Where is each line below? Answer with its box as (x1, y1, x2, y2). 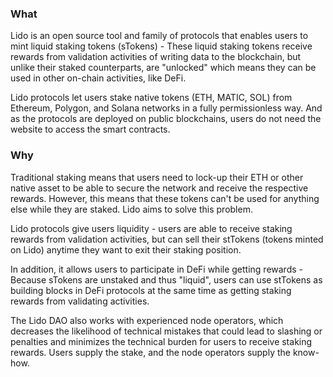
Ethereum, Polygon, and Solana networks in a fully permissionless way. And (10, 102, 323, 114)
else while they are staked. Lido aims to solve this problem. (10, 203, 253, 215)
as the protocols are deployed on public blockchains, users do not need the (10, 113, 322, 125)
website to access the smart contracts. (10, 123, 171, 136)
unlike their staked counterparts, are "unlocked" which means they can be (10, 62, 317, 74)
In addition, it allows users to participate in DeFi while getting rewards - (10, 263, 303, 275)
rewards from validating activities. (10, 295, 150, 307)
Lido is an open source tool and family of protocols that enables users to (10, 30, 309, 42)
